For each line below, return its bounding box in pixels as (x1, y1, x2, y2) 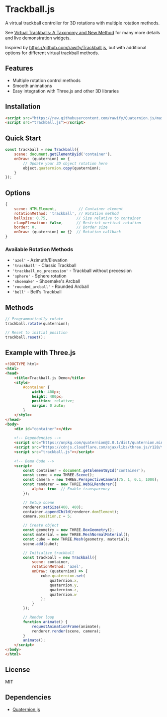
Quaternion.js (12, 706, 40, 712)
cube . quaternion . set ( (40, 573, 85, 579)
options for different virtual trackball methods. (5, 50, 99, 56)
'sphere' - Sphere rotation (12, 273, 67, 279)
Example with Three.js (5, 349, 76, 357)
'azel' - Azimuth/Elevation (12, 257, 68, 263)
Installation (5, 102, 41, 111)
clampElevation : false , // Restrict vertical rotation (14, 220, 141, 225)
